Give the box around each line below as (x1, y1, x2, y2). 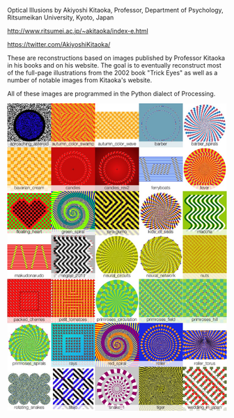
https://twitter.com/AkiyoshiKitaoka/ (7, 40, 111, 48)
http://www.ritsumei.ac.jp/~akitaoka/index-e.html (7, 27, 148, 35)
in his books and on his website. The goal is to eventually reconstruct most (7, 61, 221, 69)
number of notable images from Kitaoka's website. (7, 76, 153, 84)
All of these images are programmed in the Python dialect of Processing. (7, 90, 216, 98)
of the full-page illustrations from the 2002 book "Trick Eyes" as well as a (7, 69, 218, 77)
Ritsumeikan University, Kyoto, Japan (7, 13, 114, 22)
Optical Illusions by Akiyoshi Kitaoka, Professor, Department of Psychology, (7, 6, 224, 14)
